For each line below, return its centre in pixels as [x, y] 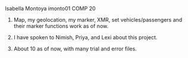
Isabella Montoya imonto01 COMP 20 [50, 8]
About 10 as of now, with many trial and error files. [75, 49]
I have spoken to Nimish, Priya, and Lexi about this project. [85, 37]
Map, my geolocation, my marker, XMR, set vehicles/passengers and [98, 20]
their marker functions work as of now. [61, 26]
